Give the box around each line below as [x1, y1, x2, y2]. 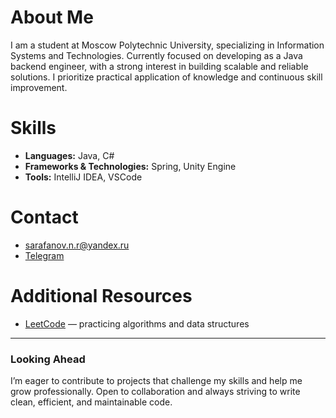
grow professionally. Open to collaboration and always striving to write [10, 386, 301, 398]
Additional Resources [10, 285, 193, 307]
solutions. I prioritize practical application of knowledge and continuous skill [10, 71, 323, 83]
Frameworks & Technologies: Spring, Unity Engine [24, 160, 237, 172]
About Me [10, 6, 94, 29]
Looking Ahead [10, 352, 86, 366]
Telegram [24, 249, 65, 261]
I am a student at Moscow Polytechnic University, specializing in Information [10, 39, 325, 51]
